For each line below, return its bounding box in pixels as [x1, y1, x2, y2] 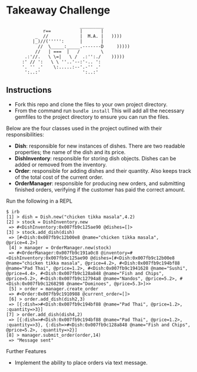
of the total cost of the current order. [14, 173, 104, 180]
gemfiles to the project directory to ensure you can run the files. [14, 113, 170, 120]
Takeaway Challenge [6, 4, 111, 17]
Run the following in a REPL [6, 197, 72, 205]
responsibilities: [6, 130, 44, 138]
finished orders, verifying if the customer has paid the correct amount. [14, 186, 185, 193]
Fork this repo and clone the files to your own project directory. [14, 100, 168, 108]
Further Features [6, 347, 47, 354]
